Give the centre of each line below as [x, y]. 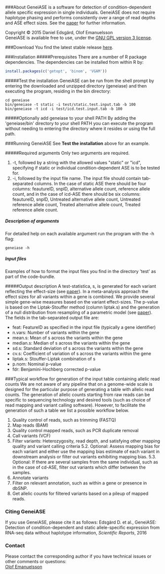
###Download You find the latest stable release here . [59, 47]
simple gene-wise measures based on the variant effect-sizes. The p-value [82, 302]
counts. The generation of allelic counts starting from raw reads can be [78, 395]
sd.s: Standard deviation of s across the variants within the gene [78, 348]
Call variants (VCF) [31, 436]
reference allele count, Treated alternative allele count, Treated [76, 204]
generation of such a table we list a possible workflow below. [67, 410]
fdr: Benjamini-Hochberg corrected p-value [57, 369]
